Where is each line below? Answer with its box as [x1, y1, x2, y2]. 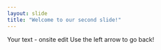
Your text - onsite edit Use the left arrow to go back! [7, 35, 155, 43]
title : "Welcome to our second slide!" [7, 16, 122, 23]
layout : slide [7, 10, 48, 17]
